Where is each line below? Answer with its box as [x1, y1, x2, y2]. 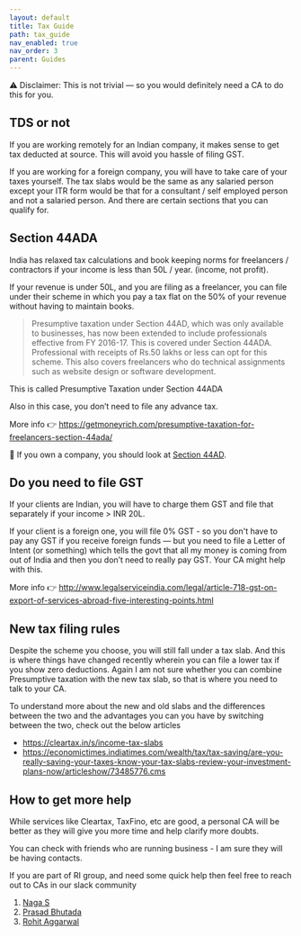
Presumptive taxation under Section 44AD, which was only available [31, 318, 285, 328]
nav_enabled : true [9, 38, 78, 48]
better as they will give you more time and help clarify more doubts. [9, 825, 259, 837]
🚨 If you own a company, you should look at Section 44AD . [9, 449, 226, 460]
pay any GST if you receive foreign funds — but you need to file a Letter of [9, 535, 286, 546]
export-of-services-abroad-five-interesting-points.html [9, 595, 214, 606]
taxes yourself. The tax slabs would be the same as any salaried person [9, 175, 274, 186]
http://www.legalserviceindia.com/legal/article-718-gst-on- [58, 582, 278, 593]
